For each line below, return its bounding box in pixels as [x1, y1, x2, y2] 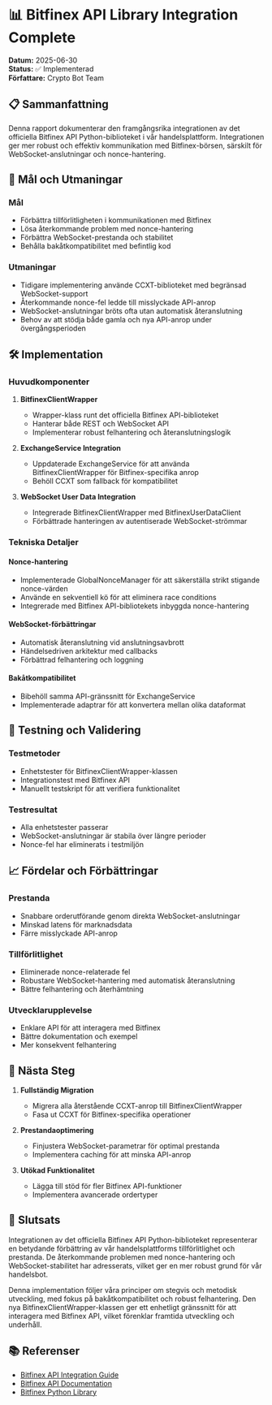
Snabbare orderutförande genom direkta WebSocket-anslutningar [19, 910, 241, 921]
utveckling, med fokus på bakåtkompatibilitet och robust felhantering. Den [8, 1294, 257, 1303]
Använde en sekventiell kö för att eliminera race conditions [19, 592, 217, 602]
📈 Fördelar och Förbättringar [8, 864, 158, 878]
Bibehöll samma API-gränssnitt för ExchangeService [19, 691, 196, 701]
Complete [8, 28, 76, 47]
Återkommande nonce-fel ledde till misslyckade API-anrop [19, 297, 217, 307]
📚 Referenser [8, 1344, 80, 1358]
